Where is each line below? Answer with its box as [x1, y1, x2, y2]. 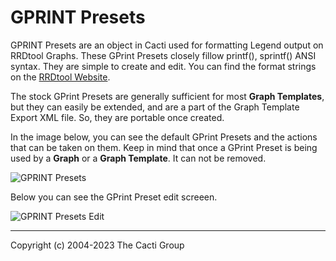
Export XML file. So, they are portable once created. [10, 111, 225, 123]
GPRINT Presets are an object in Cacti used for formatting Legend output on [10, 39, 324, 51]
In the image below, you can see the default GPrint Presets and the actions [10, 131, 318, 143]
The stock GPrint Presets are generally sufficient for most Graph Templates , [10, 90, 325, 102]
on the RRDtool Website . [10, 71, 111, 83]
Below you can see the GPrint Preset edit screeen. [10, 191, 218, 203]
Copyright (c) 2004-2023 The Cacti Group [10, 239, 185, 251]
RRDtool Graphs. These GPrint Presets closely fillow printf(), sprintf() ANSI [10, 49, 317, 61]
